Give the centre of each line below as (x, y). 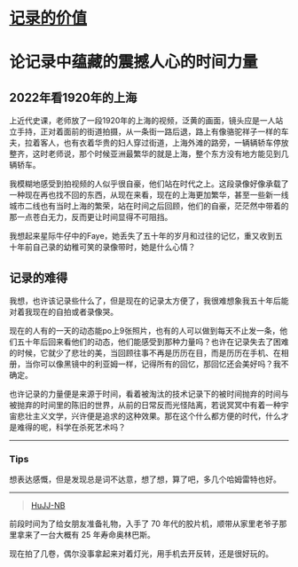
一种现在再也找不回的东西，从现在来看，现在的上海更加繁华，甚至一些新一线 (149, 195)
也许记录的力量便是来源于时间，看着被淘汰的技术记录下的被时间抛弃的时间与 (149, 394)
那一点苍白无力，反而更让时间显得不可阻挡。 (91, 217)
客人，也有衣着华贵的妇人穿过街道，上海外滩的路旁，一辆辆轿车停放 (164, 143)
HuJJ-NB (48, 506)
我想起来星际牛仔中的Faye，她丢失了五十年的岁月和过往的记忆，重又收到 (142, 236)
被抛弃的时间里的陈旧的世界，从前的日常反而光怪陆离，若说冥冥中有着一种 (145, 405)
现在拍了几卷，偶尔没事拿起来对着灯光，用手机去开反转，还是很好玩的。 (141, 554)
